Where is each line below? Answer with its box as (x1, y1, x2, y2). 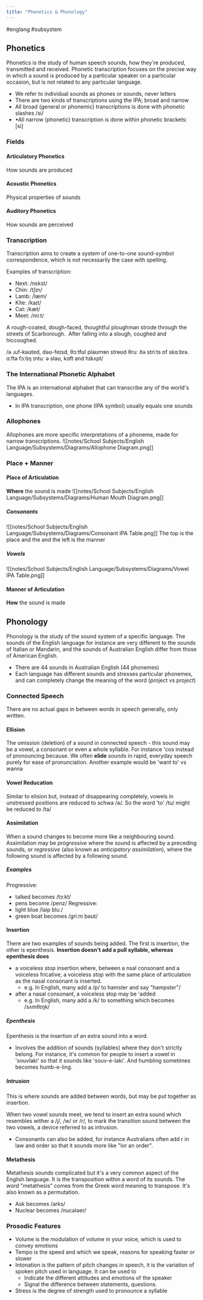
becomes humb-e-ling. (14, 1063, 72, 1071)
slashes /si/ (14, 110, 44, 117)
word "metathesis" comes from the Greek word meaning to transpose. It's (6, 1182, 190, 1190)
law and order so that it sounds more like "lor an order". (14, 1142, 153, 1149)
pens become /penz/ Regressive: (14, 899, 98, 907)
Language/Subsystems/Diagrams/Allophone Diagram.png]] (6, 443, 154, 451)
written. (6, 712, 25, 719)
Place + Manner (6, 459, 54, 467)
